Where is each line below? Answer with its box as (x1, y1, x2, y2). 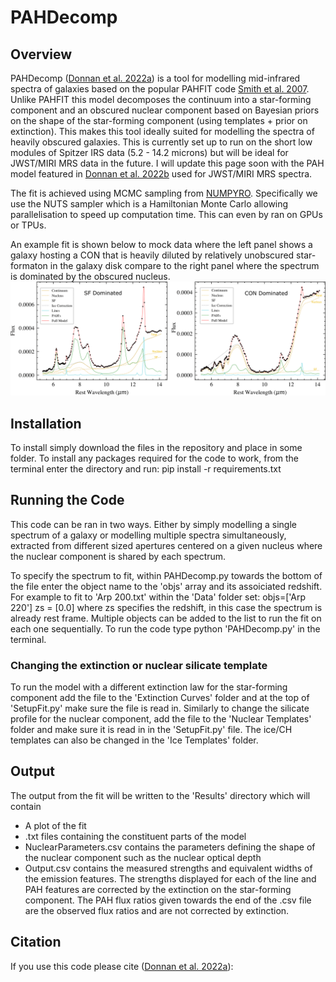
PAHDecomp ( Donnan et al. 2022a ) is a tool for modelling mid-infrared (10, 72, 301, 84)
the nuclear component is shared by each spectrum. (10, 550, 227, 562)
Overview (10, 46, 73, 63)
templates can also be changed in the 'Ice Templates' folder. (10, 734, 259, 746)
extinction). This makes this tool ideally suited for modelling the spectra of (10, 126, 315, 137)
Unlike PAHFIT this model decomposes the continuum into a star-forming (10, 94, 312, 105)
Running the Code (10, 492, 125, 509)
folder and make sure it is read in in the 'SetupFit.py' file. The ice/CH (10, 724, 293, 736)
